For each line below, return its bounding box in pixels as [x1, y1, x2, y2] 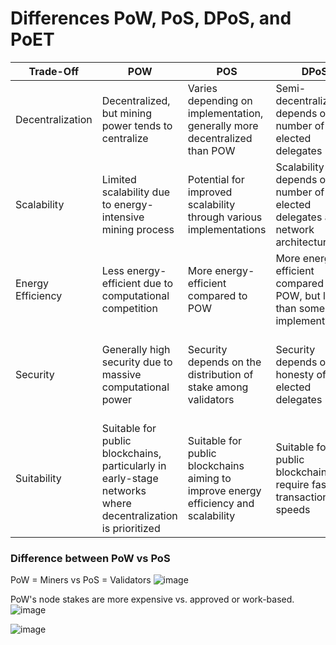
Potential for [187, 172, 245, 186]
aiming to [187, 471, 232, 485]
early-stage [101, 471, 159, 485]
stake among [187, 380, 249, 394]
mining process [101, 222, 175, 236]
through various [187, 210, 263, 224]
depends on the [187, 355, 262, 369]
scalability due [101, 185, 171, 199]
